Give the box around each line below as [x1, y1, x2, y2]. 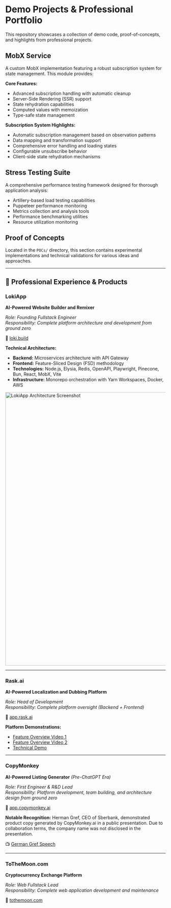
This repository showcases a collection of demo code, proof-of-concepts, [5, 31, 161, 37]
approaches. [5, 258, 32, 264]
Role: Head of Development [5, 699, 63, 705]
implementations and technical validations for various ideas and [5, 253, 139, 259]
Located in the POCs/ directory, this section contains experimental [5, 247, 142, 253]
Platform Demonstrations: [5, 724, 62, 730]
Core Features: [5, 80, 38, 86]
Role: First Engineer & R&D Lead [5, 783, 73, 790]
